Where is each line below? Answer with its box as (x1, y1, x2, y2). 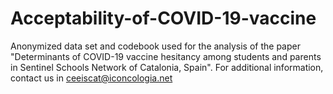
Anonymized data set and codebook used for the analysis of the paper (10, 40, 301, 52)
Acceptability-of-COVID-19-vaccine (10, 7, 317, 30)
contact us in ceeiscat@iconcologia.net (10, 72, 173, 84)
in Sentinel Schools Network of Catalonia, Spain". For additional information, (10, 61, 324, 73)
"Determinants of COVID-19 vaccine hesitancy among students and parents (10, 50, 322, 62)
